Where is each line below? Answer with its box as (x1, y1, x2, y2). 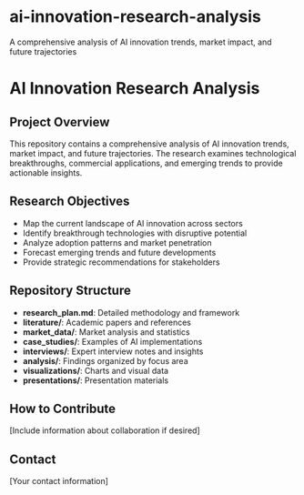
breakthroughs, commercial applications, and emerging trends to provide (9, 157, 284, 168)
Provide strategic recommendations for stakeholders (22, 257, 220, 268)
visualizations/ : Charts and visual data (22, 365, 169, 376)
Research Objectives (9, 194, 130, 209)
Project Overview (9, 114, 110, 129)
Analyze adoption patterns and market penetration (22, 237, 212, 247)
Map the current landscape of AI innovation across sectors (22, 217, 243, 228)
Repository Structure (9, 283, 132, 298)
